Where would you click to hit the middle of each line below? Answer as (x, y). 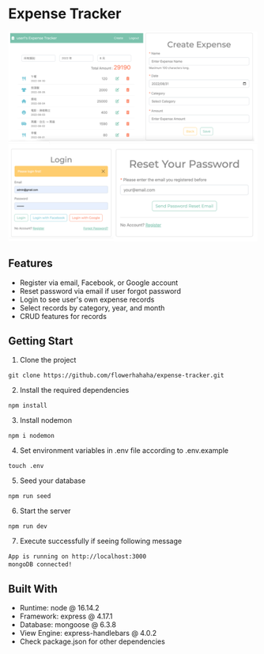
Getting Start (41, 341)
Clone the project (48, 360)
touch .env (26, 466)
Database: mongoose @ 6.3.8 (68, 625)
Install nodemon (46, 420)
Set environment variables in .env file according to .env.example (124, 451)
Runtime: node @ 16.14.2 (60, 608)
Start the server (45, 511)
